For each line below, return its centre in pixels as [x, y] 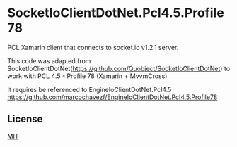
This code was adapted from [49, 60]
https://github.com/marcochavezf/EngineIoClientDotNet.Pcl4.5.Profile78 [112, 97]
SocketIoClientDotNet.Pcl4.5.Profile [116, 13]
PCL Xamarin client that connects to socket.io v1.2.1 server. [93, 47]
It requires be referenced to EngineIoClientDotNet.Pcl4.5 [89, 89]
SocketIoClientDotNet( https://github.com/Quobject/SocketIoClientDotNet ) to [119, 68]
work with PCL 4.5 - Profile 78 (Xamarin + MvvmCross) [87, 76]
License [25, 119]
